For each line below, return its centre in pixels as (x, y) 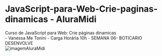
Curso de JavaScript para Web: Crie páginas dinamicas (61, 33)
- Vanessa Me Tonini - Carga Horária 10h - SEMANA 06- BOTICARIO (74, 38)
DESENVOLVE (19, 43)
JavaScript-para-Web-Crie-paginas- (81, 9)
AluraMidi (76, 19)
